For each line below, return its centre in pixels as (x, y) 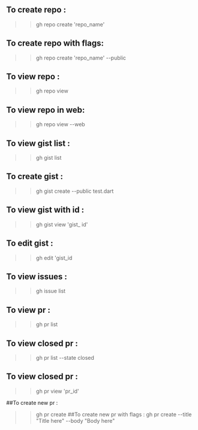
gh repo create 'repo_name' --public (81, 58)
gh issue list (51, 291)
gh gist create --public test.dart (75, 191)
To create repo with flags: (55, 44)
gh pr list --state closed (65, 357)
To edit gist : (30, 244)
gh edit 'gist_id (54, 258)
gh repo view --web (60, 124)
